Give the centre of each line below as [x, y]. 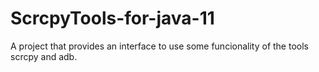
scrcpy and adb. [44, 56]
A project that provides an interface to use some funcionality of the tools [159, 46]
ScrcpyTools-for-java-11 [112, 18]
